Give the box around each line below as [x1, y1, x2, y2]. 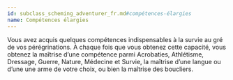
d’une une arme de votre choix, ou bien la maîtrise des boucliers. [7, 65, 194, 73]
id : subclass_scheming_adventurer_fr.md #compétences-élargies [7, 10, 192, 17]
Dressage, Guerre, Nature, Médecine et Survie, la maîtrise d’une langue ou [7, 57, 221, 66]
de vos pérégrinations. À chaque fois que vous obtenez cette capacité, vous [7, 43, 227, 51]
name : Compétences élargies [7, 17, 89, 23]
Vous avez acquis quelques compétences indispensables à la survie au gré [7, 35, 223, 43]
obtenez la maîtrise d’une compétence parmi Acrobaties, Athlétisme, [7, 50, 204, 59]
